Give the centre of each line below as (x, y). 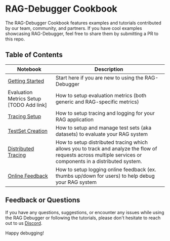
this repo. (15, 39)
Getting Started (26, 81)
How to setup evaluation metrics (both (101, 95)
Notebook (29, 69)
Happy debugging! (25, 233)
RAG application (74, 119)
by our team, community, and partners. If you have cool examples (74, 28)
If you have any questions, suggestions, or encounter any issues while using (85, 212)
